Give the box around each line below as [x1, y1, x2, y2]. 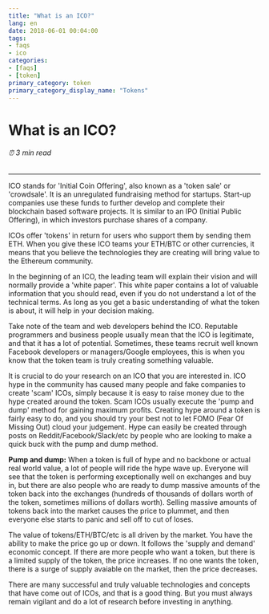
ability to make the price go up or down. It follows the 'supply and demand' [8, 539, 255, 548]
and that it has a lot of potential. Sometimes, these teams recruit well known [8, 338, 259, 348]
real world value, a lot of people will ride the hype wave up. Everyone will [8, 463, 249, 473]
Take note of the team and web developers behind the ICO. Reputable [8, 321, 239, 331]
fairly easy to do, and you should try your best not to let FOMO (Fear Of [8, 413, 244, 423]
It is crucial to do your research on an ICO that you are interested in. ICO [8, 371, 247, 380]
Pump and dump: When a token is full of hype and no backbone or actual [8, 454, 251, 464]
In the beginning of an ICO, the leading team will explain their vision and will [8, 271, 258, 281]
